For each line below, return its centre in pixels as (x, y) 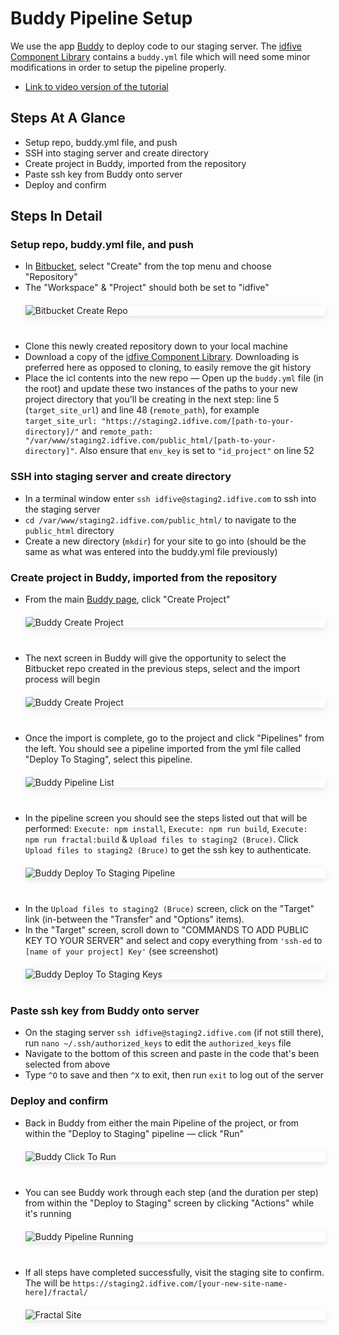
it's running (48, 1213)
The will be (47, 1283)
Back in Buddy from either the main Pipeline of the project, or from (162, 1123)
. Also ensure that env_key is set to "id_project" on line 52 (194, 451)
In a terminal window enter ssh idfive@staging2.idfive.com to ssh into (170, 498)
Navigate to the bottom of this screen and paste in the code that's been (172, 1054)
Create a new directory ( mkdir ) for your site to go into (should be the (165, 541)
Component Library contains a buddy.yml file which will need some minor (160, 56)
